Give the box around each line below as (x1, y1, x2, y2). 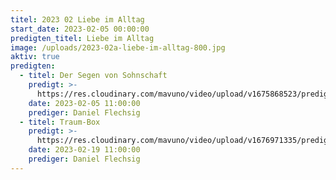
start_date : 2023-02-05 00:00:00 (10, 24, 150, 34)
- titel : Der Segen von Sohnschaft (19, 71, 168, 81)
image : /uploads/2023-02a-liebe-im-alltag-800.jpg (10, 42, 226, 53)
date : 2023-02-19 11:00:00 (28, 145, 141, 155)
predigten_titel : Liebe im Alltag (10, 33, 155, 43)
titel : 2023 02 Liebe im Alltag (10, 14, 145, 25)
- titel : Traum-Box (19, 117, 101, 127)
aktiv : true (10, 52, 60, 62)
